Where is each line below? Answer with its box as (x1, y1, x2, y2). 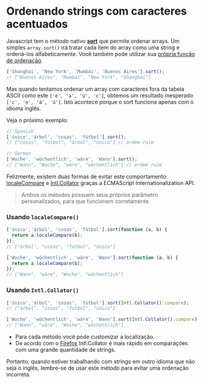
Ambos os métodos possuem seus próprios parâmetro (21, 191, 158, 199)
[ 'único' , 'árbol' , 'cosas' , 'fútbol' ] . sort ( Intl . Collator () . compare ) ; (6, 300, 189, 306)
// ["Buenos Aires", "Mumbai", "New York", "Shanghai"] (6, 74, 151, 80)
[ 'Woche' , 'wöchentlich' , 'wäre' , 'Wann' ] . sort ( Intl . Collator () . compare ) (6, 317, 198, 323)
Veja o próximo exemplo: (6, 116, 68, 124)
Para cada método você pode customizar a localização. (15, 333, 155, 340)
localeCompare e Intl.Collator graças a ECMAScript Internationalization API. (6, 179, 195, 186)
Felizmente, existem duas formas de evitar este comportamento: (6, 172, 168, 180)
